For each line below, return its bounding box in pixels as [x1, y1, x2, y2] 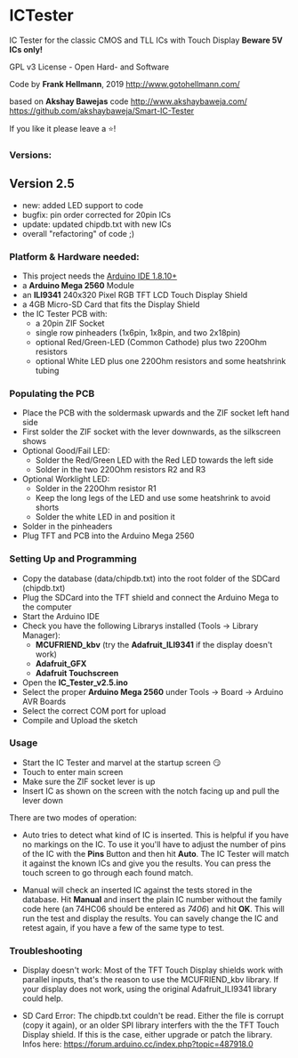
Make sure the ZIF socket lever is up [21, 776, 156, 787]
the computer [21, 602, 73, 612]
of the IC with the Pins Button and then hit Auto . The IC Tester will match [21, 848, 290, 859]
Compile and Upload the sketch [21, 715, 138, 725]
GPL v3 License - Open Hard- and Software [9, 61, 170, 72]
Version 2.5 [9, 176, 76, 191]
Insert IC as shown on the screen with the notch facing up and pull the [21, 785, 280, 796]
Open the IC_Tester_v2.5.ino [21, 677, 128, 688]
